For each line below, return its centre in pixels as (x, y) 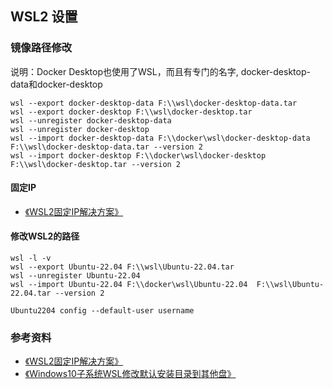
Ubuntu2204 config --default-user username (102, 311)
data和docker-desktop (56, 84)
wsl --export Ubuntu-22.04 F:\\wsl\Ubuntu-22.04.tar (122, 267)
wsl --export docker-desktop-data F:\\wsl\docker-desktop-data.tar (154, 103)
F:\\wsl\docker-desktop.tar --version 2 (96, 164)
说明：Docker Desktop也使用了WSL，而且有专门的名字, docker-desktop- (160, 71)
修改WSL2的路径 (45, 236)
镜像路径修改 (41, 48)
